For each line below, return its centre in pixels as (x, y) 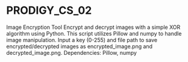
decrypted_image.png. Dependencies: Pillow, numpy (72, 52)
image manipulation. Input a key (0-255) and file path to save (82, 40)
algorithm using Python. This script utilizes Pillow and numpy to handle (94, 33)
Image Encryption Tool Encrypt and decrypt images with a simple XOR (93, 27)
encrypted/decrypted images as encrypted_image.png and (79, 46)
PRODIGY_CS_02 (49, 11)
